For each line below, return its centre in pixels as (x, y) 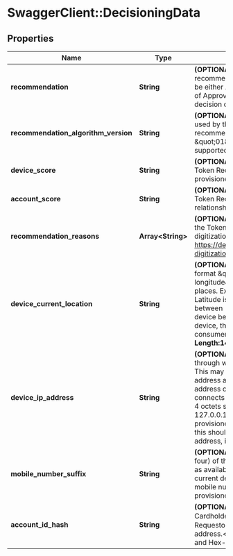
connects (209, 397)
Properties (31, 39)
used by (207, 124)
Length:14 (212, 343)
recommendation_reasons (55, 236)
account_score (36, 199)
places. (206, 291)
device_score (33, 170)
